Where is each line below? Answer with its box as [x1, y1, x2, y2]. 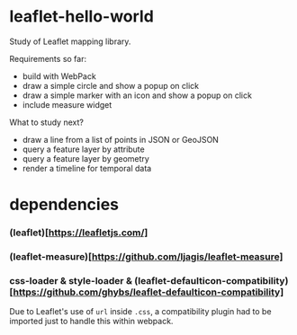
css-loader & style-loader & [9, 274, 133, 287]
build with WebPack [22, 70, 96, 82]
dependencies [9, 195, 120, 215]
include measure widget [22, 99, 112, 110]
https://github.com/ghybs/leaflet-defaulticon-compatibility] [13, 286, 284, 298]
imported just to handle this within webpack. [9, 316, 174, 327]
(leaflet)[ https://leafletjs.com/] [9, 226, 148, 239]
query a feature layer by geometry [22, 153, 150, 163]
